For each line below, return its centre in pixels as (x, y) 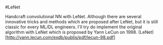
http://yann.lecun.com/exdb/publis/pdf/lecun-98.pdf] (61, 37)
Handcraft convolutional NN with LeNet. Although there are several (73, 16)
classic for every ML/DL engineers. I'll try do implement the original (74, 27)
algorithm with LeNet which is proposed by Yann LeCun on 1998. (71, 32)
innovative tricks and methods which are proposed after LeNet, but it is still (82, 22)
